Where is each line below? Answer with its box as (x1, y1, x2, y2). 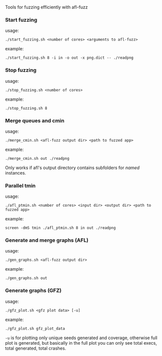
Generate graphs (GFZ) (5, 287, 62, 294)
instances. (5, 170, 26, 176)
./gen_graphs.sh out (5, 276, 48, 281)
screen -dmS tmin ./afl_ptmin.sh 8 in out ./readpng (5, 225, 116, 231)
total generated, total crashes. (5, 345, 67, 351)
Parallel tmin (5, 182, 36, 189)
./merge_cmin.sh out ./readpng (5, 156, 70, 161)
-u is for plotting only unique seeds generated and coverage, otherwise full (5, 335, 158, 341)
